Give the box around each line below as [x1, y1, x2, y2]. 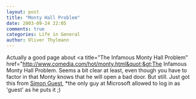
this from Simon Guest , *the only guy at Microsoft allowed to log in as [6, 80, 181, 87]
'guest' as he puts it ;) [6, 86, 61, 93]
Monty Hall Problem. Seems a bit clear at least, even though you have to [6, 67, 187, 73]
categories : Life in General [6, 32, 80, 38]
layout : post [6, 9, 40, 15]
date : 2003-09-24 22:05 [6, 20, 67, 26]
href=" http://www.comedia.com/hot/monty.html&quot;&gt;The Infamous [6, 60, 187, 67]
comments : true [6, 26, 45, 32]
